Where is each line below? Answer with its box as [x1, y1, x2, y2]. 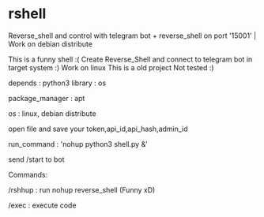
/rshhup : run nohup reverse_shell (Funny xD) [8, 185, 156, 194]
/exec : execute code [8, 200, 77, 210]
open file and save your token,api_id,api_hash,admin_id [8, 124, 188, 133]
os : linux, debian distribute [8, 108, 96, 118]
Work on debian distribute [8, 39, 93, 48]
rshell [8, 5, 47, 23]
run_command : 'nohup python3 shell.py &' [8, 139, 148, 148]
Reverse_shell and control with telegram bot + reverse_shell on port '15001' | [8, 31, 257, 40]
